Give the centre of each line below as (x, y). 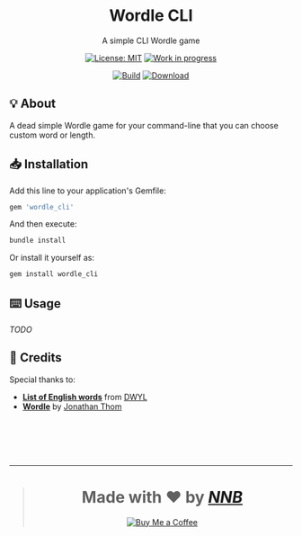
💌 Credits (36, 357)
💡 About (33, 104)
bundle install (38, 241)
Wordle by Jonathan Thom (72, 406)
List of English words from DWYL (85, 397)
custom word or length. (53, 135)
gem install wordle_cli (54, 274)
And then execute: (43, 224)
